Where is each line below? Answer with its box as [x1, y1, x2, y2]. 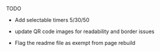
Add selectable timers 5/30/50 [14, 17, 90, 23]
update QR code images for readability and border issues [14, 28, 155, 35]
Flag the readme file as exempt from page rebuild [14, 40, 136, 46]
